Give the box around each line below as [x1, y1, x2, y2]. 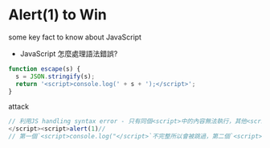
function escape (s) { [8, 64, 81, 73]
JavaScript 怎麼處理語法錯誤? [19, 48, 118, 58]
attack [8, 102, 30, 112]
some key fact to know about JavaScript [8, 32, 142, 42]
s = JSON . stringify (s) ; [15, 72, 95, 80]
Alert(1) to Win [8, 6, 107, 24]
